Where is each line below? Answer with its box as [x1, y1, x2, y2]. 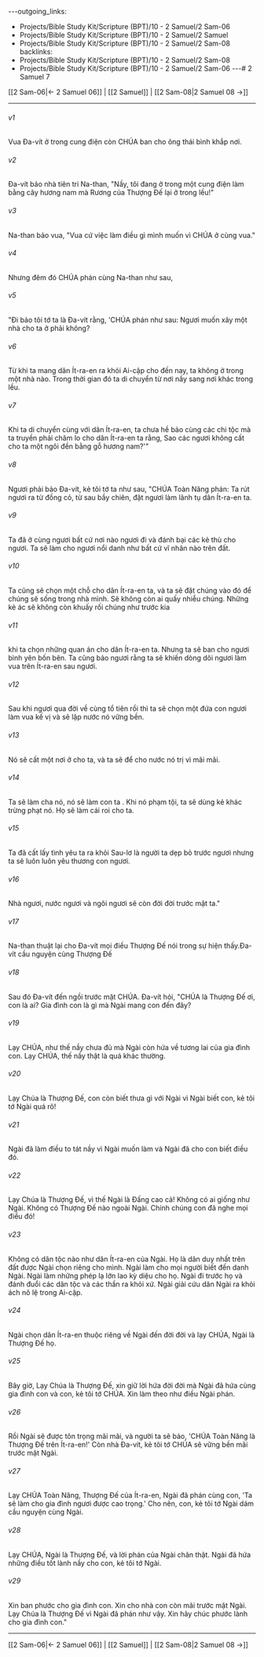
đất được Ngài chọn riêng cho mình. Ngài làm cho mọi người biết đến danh [8, 1263, 249, 1272]
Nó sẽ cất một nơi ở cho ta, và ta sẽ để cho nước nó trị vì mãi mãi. [8, 755, 221, 764]
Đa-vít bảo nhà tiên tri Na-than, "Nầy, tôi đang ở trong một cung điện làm [8, 179, 245, 189]
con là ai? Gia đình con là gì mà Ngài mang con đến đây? [8, 1000, 192, 1010]
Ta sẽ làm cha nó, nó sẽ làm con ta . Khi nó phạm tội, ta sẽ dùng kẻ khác [8, 797, 242, 806]
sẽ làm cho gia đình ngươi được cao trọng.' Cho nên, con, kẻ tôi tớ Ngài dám [8, 1499, 254, 1508]
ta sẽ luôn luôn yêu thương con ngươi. [8, 856, 131, 866]
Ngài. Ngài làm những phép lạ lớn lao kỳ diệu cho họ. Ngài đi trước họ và [8, 1270, 243, 1280]
